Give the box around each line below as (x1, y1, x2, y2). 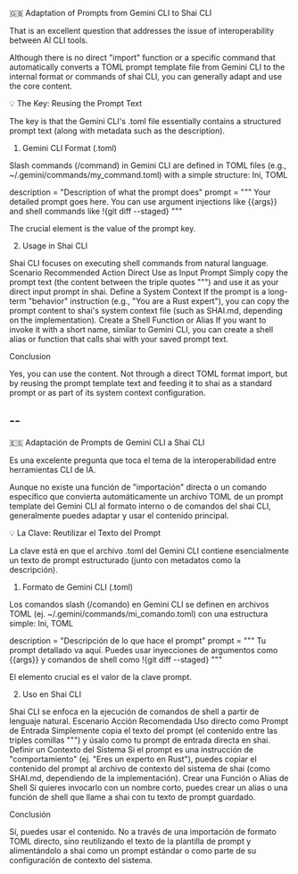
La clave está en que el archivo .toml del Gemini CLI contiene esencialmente (9, 545, 290, 556)
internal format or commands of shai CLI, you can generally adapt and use (9, 71, 283, 81)
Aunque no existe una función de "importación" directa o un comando (9, 482, 268, 492)
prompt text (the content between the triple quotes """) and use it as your (9, 277, 279, 287)
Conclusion (9, 351, 52, 361)
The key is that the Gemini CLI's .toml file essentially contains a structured (9, 116, 282, 126)
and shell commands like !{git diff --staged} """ (9, 206, 183, 216)
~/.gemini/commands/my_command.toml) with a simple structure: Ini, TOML (9, 170, 288, 180)
